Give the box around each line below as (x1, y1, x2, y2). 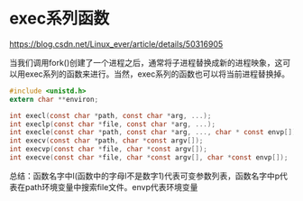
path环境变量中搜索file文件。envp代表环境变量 (24, 181, 198, 192)
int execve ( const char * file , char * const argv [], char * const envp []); (9, 153, 289, 162)
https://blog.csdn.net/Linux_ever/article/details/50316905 (9, 38, 224, 50)
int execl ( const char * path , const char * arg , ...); (9, 111, 212, 120)
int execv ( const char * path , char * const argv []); (9, 136, 204, 145)
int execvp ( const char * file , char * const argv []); (9, 145, 207, 154)
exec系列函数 (9, 8, 110, 29)
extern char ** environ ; (9, 95, 99, 104)
